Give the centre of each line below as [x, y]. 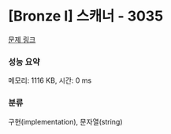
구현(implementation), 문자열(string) [66, 121]
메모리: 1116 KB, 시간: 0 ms [50, 80]
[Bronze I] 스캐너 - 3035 [86, 16]
